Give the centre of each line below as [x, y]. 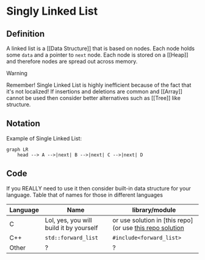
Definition [25, 34]
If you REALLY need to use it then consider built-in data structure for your [99, 188]
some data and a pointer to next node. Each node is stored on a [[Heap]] [97, 55]
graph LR [17, 150]
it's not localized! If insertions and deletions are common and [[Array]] [95, 92]
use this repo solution [153, 228]
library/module [154, 210]
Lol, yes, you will [69, 220]
